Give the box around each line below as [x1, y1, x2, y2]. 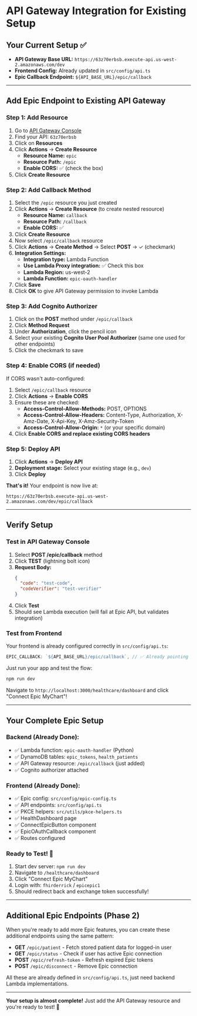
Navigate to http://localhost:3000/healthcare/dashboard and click [6, 687, 169, 694]
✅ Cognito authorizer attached [14, 766, 89, 773]
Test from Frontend [6, 629, 62, 637]
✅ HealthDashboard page [14, 815, 77, 822]
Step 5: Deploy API [6, 444, 60, 453]
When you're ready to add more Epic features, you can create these [6, 926, 170, 934]
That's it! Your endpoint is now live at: [6, 482, 98, 489]
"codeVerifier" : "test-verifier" [20, 586, 102, 592]
